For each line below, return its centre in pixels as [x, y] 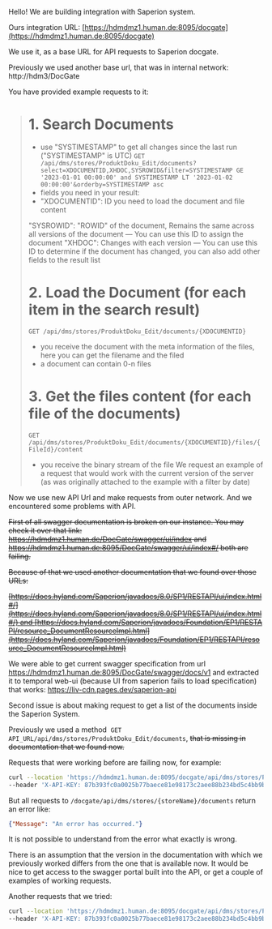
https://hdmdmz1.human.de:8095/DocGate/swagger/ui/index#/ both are [128, 547]
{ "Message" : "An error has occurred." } [76, 824]
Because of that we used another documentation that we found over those [132, 572]
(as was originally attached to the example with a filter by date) [145, 482]
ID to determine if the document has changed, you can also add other [144, 251]
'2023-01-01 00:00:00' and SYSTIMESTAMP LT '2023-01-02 [136, 178]
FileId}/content [55, 449]
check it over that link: [45, 530]
